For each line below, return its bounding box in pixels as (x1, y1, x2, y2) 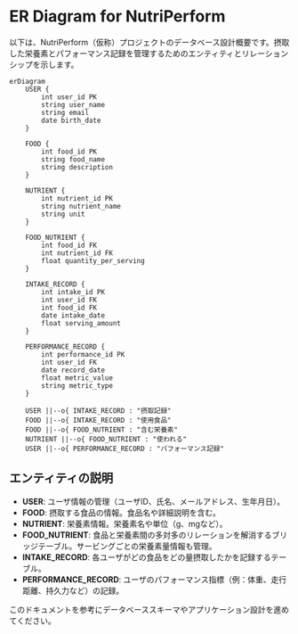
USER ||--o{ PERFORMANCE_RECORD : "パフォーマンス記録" (25, 444, 224, 453)
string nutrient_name (41, 202, 122, 210)
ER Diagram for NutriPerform (9, 6, 226, 27)
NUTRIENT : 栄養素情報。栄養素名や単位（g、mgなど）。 (21, 518, 229, 529)
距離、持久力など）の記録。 (21, 585, 125, 596)
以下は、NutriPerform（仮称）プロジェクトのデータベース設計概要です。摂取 (9, 37, 290, 47)
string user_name (41, 100, 105, 109)
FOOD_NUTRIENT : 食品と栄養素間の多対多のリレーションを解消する (21, 529, 272, 540)
